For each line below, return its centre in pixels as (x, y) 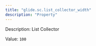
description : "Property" (31, 15)
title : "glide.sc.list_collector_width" (49, 10)
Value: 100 (16, 39)
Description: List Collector (32, 29)
